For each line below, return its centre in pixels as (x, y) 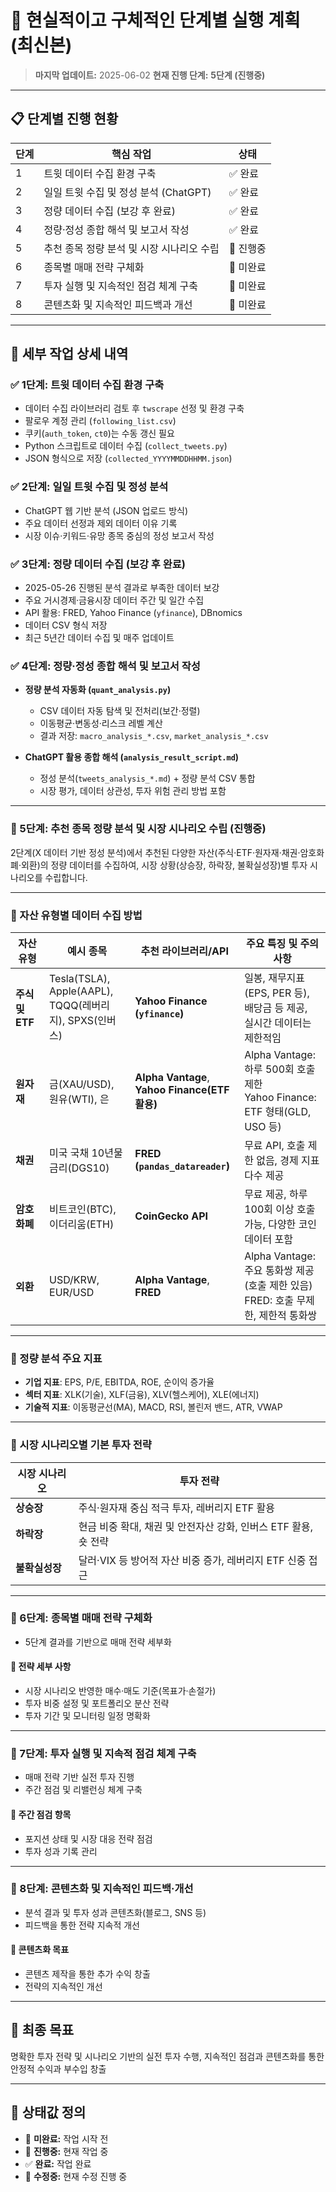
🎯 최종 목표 (42, 2030)
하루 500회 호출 (280, 1069)
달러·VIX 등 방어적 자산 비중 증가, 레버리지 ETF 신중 (192, 1560)
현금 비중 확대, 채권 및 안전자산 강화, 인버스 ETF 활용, (195, 1526)
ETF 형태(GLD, (278, 1111)
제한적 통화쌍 (288, 1315)
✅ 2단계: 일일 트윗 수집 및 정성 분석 (89, 487)
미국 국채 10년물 (86, 1153)
